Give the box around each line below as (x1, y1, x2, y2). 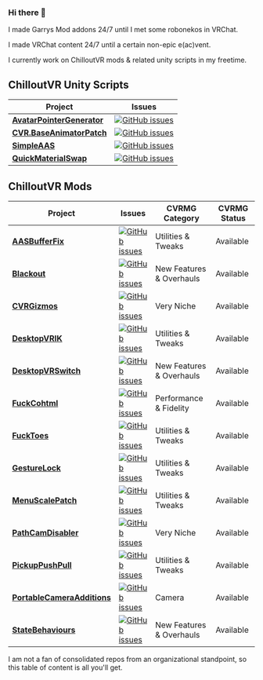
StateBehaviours (12, 624, 76, 635)
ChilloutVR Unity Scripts (8, 78, 129, 91)
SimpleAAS (12, 141, 56, 152)
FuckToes (12, 430, 49, 441)
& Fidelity (155, 402, 189, 413)
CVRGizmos (12, 300, 59, 311)
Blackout (12, 268, 46, 279)
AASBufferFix (12, 236, 64, 247)
